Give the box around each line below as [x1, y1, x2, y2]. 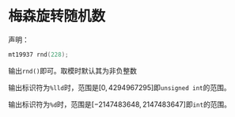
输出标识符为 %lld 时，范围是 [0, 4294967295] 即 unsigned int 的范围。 [8, 82, 231, 92]
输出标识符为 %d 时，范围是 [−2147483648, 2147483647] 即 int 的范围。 [8, 100, 232, 109]
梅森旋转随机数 [8, 7, 106, 25]
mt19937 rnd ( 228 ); [8, 51, 69, 58]
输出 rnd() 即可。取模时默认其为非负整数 [8, 66, 137, 75]
